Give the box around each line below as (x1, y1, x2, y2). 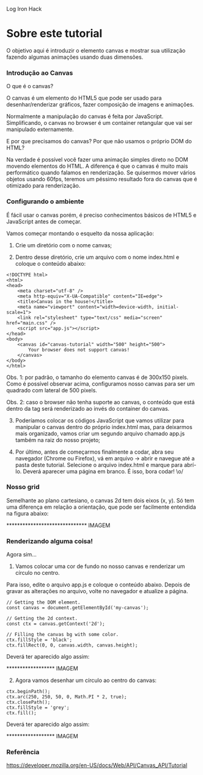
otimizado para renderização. (6, 182, 81, 189)
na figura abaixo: (6, 509, 49, 517)
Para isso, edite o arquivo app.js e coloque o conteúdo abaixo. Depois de (6, 581, 191, 588)
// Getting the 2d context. (6, 615, 78, 622)
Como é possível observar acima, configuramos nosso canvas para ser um (6, 380, 195, 387)
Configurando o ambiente (6, 197, 84, 206)
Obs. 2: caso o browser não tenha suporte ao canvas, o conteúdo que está (6, 398, 195, 406)
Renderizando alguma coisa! (6, 537, 94, 545)
